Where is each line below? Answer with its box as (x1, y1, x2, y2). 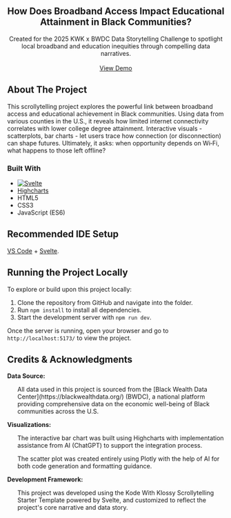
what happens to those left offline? (7, 146, 106, 155)
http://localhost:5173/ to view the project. (7, 334, 132, 342)
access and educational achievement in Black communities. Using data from (7, 110, 224, 118)
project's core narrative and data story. (17, 504, 128, 512)
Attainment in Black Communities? (40, 17, 192, 28)
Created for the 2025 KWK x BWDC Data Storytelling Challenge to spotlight (9, 34, 223, 43)
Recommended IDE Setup (7, 228, 119, 240)
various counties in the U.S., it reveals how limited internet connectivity (7, 117, 209, 125)
